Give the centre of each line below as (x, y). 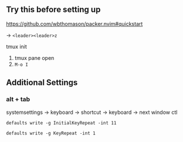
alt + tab (18, 99)
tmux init (17, 46)
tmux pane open (34, 58)
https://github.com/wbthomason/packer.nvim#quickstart (74, 23)
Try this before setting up (53, 10)
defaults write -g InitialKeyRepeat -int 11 (61, 123)
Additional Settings (42, 82)
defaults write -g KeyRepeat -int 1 (51, 133)
